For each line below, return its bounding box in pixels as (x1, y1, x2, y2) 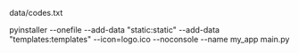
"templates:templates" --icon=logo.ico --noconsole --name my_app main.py (9, 34, 290, 44)
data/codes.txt (9, 8, 63, 18)
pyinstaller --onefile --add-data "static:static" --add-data (9, 25, 220, 34)
